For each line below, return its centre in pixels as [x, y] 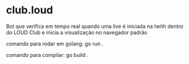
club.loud [30, 10]
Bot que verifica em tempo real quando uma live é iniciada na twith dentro [95, 26]
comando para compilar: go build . [47, 55]
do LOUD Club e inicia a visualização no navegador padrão [77, 32]
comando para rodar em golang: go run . [55, 44]
